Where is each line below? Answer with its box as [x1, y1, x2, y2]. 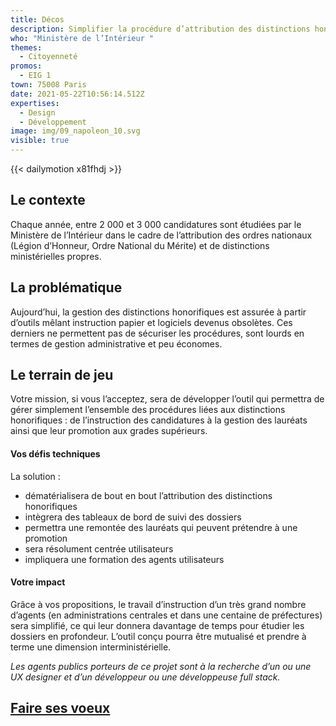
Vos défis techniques [10, 448, 101, 460]
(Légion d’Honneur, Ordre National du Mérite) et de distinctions [10, 239, 270, 251]
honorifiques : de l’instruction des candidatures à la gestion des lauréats [10, 414, 308, 426]
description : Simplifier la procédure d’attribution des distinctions [10, 24, 311, 34]
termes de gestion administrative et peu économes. [10, 337, 223, 350]
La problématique [10, 279, 123, 296]
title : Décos [10, 14, 65, 25]
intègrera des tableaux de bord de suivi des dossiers [24, 511, 242, 523]
